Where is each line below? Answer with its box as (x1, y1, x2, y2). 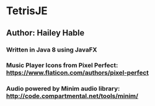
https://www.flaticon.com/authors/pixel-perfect (6, 69, 149, 77)
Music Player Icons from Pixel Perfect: (6, 61, 118, 69)
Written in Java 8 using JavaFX (6, 46, 98, 54)
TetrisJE (6, 4, 48, 18)
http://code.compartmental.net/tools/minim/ (6, 92, 138, 100)
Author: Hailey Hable (6, 28, 85, 38)
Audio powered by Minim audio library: (6, 85, 120, 93)
